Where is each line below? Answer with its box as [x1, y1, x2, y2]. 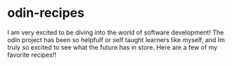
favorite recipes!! [7, 51, 56, 59]
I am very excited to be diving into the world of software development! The [7, 28, 224, 37]
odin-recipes [7, 5, 85, 21]
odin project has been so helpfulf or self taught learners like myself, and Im [7, 35, 226, 44]
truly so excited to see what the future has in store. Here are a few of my [7, 43, 218, 51]
